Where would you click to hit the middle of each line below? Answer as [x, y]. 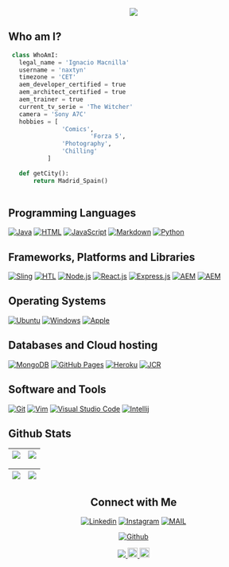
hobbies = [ [39, 122]
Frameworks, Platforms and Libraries [102, 257]
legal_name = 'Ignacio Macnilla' [74, 62]
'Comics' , [78, 129]
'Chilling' [80, 151]
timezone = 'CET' [48, 77]
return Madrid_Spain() [71, 181]
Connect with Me [134, 502]
